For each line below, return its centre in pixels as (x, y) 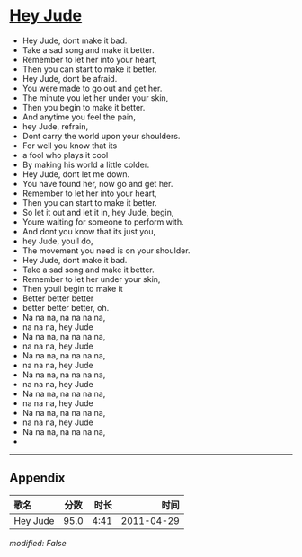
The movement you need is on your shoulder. (106, 250)
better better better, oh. (66, 307)
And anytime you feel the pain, (79, 117)
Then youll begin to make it (72, 288)
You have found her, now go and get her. (98, 183)
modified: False (38, 543)
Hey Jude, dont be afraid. (70, 78)
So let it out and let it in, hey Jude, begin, (98, 212)
